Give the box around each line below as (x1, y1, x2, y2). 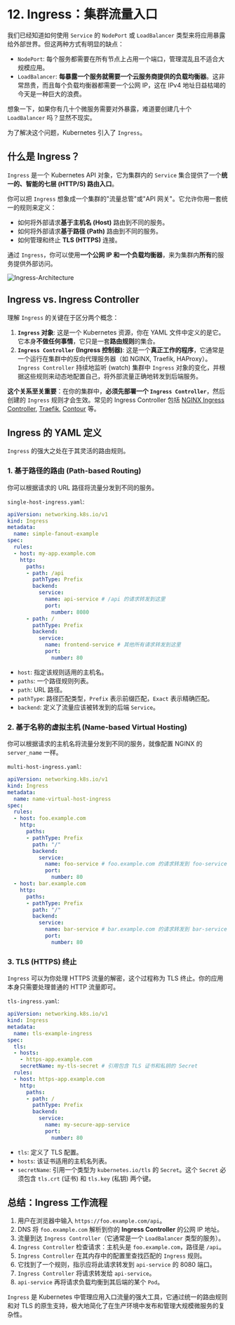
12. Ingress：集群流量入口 (7, 6, 158, 22)
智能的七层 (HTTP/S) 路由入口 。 (25, 180, 119, 188)
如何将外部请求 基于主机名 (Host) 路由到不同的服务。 (17, 218, 169, 227)
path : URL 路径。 (17, 685, 67, 694)
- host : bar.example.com (13, 880, 86, 887)
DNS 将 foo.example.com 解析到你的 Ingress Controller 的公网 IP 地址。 (17, 1225, 223, 1234)
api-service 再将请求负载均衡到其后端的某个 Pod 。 (17, 1278, 163, 1286)
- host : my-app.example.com (13, 550, 96, 557)
